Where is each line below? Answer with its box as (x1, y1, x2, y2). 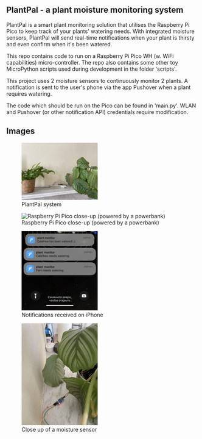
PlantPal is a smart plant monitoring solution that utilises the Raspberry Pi (6, 21, 190, 28)
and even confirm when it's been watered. (6, 40, 113, 48)
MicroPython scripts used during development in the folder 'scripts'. (6, 65, 177, 73)
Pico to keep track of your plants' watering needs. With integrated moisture (6, 27, 195, 35)
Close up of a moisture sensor (21, 426, 97, 434)
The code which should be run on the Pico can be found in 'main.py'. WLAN (6, 102, 197, 109)
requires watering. (6, 90, 52, 97)
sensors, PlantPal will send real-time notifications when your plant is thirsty (6, 34, 195, 41)
